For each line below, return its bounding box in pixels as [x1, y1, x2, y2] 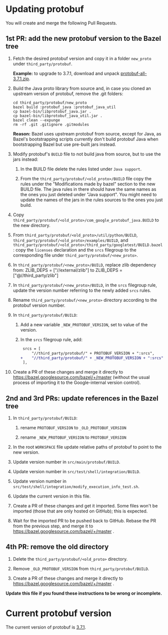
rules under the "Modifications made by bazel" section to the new [20, 181, 156, 187]
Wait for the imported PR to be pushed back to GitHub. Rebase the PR [12, 518, 157, 524]
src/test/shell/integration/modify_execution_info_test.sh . [12, 484, 140, 490]
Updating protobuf [5, 3, 84, 15]
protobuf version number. [12, 302, 65, 308]
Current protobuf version [5, 608, 112, 619]
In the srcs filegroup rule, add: [20, 336, 83, 342]
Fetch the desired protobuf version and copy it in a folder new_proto [12, 55, 152, 61]
